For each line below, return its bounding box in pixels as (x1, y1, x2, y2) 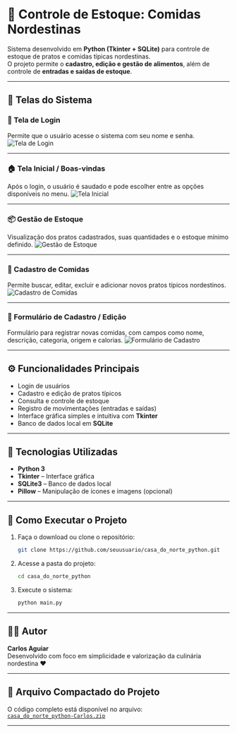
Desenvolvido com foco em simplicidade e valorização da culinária (7, 651, 202, 660)
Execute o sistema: (17, 586, 73, 594)
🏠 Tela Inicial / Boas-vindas (7, 164, 106, 173)
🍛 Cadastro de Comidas (7, 264, 90, 274)
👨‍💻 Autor (7, 625, 48, 637)
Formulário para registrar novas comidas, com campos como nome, (7, 328, 205, 337)
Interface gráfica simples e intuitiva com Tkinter (17, 412, 158, 420)
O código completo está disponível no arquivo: (7, 705, 143, 713)
